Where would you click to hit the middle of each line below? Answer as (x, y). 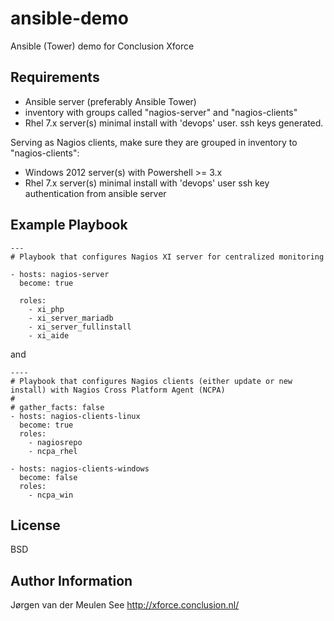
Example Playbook (69, 225)
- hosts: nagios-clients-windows (80, 468)
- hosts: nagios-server (60, 274)
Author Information (71, 580)
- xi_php (46, 309)
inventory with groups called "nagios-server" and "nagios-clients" (161, 112)
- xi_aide (49, 335)
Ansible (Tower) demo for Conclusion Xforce (102, 46)
